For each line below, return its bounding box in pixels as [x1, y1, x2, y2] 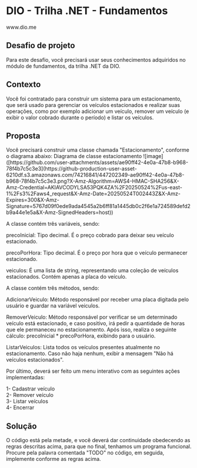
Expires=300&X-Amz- [6, 196, 60, 203]
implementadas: [6, 374, 45, 381]
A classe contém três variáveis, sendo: [6, 220, 100, 228]
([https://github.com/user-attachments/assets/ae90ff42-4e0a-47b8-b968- [6, 159, 189, 166]
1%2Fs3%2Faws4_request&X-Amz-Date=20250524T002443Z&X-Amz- [6, 190, 181, 198]
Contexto [6, 79, 41, 89]
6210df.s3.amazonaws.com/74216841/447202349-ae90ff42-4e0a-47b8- [6, 172, 185, 179]
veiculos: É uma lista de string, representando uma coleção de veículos [6, 267, 179, 274]
